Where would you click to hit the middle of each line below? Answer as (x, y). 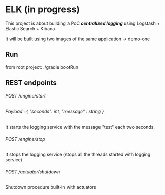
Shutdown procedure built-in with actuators (51, 187)
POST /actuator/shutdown (33, 172)
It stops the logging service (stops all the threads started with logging (78, 155)
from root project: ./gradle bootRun (42, 67)
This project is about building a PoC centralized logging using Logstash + (83, 23)
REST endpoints (31, 83)
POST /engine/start (25, 95)
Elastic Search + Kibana (30, 28)
